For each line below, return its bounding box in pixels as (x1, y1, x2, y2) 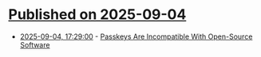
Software (19, 40, 50, 49)
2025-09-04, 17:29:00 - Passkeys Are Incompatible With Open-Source (19, 32, 253, 41)
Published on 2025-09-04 (8, 6, 187, 24)
